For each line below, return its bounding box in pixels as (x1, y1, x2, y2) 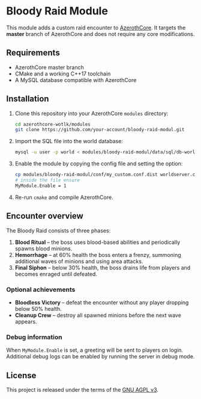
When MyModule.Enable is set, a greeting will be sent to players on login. (6, 346, 184, 354)
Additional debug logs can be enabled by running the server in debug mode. (6, 353, 195, 360)
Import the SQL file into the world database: (14, 138, 123, 145)
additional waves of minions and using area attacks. (14, 258, 143, 265)
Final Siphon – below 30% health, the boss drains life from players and (14, 264, 191, 271)
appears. (14, 318, 37, 325)
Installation (6, 94, 49, 104)
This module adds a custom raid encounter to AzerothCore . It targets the (6, 24, 186, 31)
